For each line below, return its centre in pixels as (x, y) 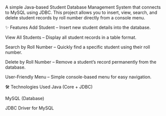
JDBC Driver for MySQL (29, 108)
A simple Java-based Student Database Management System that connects (83, 7)
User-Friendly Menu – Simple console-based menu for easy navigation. (78, 77)
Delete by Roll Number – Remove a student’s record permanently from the (81, 62)
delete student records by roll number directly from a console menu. (75, 18)
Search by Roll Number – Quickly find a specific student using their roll (78, 47)
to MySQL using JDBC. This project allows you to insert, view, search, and (81, 12)
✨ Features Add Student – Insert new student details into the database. (78, 27)
